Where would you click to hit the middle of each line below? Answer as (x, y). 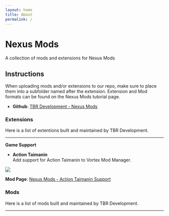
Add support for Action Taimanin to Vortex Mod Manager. (72, 160)
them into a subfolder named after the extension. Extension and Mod (76, 92)
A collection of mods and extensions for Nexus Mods (60, 58)
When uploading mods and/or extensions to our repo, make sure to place (81, 86)
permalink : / (19, 19)
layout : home (19, 10)
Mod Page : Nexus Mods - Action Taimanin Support (58, 179)
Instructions (25, 74)
